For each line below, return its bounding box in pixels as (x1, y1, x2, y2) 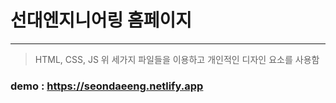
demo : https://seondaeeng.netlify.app (10, 79, 204, 93)
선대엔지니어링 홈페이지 (10, 9, 192, 32)
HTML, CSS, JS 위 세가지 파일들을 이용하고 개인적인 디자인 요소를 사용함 (34, 53, 320, 65)
